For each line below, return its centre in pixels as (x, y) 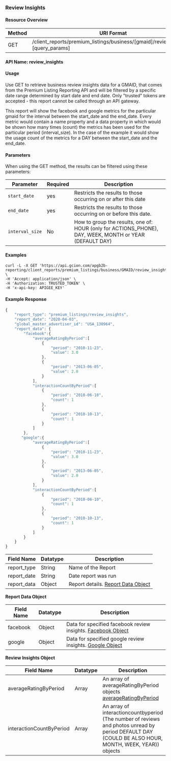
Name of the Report (92, 568)
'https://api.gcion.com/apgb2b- (74, 266)
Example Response (26, 299)
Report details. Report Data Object (109, 584)
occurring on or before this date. (113, 214)
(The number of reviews (131, 719)
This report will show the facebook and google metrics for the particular (81, 110)
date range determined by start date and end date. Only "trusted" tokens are (85, 95)
